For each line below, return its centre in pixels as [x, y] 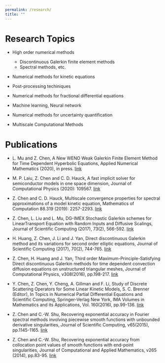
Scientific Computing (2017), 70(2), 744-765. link [62, 249]
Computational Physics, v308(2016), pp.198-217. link [65, 274]
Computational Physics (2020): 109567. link [56, 189]
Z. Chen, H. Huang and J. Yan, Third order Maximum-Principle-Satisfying [86, 259]
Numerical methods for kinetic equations [53, 77]
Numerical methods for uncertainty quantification [62, 115]
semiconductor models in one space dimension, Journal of [72, 184]
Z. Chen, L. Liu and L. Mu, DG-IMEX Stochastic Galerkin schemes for [82, 218]
